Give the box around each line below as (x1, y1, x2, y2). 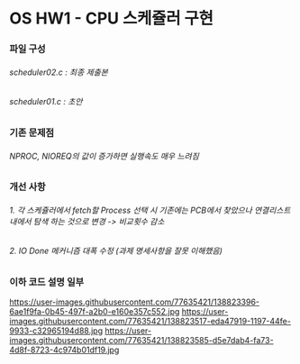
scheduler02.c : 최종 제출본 (9, 67, 108, 77)
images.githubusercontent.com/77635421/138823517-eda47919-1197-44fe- (9, 316, 291, 327)
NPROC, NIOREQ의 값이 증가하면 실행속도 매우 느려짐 (9, 150, 200, 161)
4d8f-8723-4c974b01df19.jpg (9, 344, 120, 356)
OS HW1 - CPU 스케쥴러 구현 (9, 8, 214, 29)
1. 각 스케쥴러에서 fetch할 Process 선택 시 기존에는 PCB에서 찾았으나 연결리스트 (9, 205, 291, 215)
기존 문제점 (9, 126, 55, 139)
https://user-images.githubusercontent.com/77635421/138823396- (9, 296, 259, 307)
